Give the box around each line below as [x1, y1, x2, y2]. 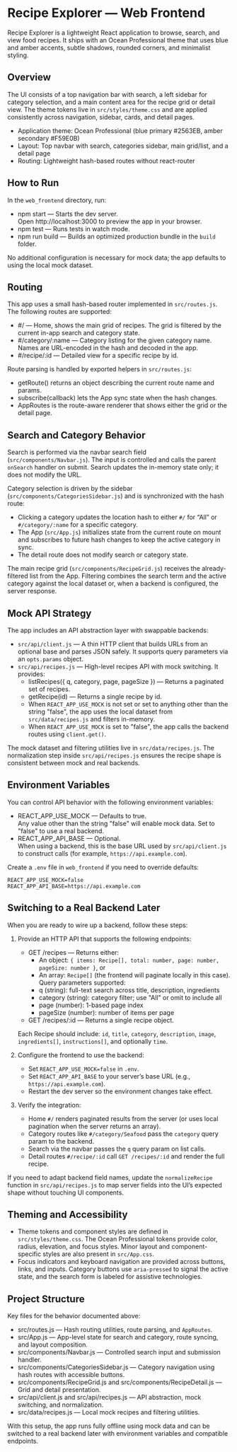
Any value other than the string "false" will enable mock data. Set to [17, 819, 215, 827]
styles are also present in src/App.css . [42, 1250, 154, 1258]
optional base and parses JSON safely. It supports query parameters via [17, 647, 229, 656]
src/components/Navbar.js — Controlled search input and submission [17, 1348, 221, 1357]
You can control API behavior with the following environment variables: [7, 798, 214, 806]
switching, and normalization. [17, 1400, 104, 1409]
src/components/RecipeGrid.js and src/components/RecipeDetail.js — [17, 1378, 222, 1387]
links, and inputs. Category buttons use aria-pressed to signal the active [17, 1265, 229, 1274]
